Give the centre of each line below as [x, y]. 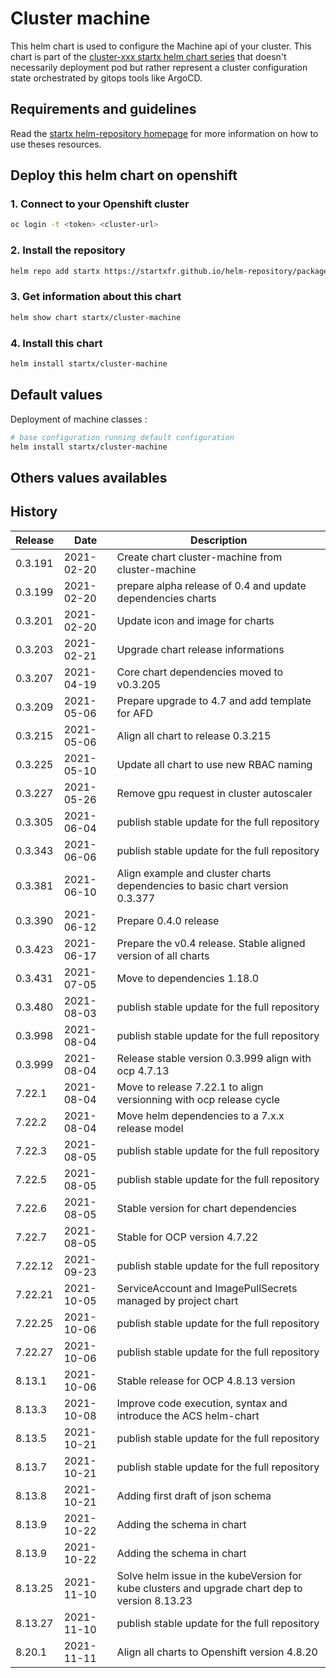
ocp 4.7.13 [143, 1070]
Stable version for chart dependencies [206, 1208]
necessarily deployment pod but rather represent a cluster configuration [159, 67]
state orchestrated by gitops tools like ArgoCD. [106, 78]
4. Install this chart [56, 343]
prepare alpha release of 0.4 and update [211, 585]
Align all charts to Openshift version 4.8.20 [217, 1652]
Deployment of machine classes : [79, 419]
